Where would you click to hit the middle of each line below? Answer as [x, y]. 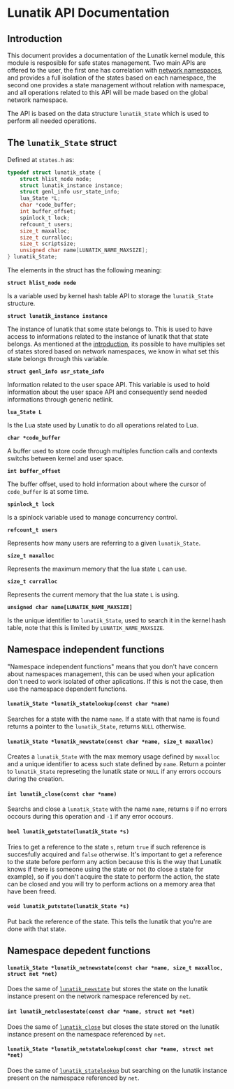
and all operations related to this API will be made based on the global [108, 93]
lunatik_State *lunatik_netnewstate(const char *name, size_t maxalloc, [115, 968]
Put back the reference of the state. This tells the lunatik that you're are [110, 921]
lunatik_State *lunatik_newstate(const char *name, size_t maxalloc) [111, 742]
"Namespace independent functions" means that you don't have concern [113, 666]
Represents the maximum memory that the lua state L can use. [97, 569]
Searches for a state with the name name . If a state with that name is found [114, 719]
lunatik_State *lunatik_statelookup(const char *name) [89, 704]
